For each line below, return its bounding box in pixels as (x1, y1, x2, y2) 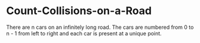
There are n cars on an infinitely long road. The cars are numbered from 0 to (6, 24, 194, 31)
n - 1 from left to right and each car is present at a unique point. (6, 29, 162, 37)
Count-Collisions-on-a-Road (6, 4, 152, 18)
